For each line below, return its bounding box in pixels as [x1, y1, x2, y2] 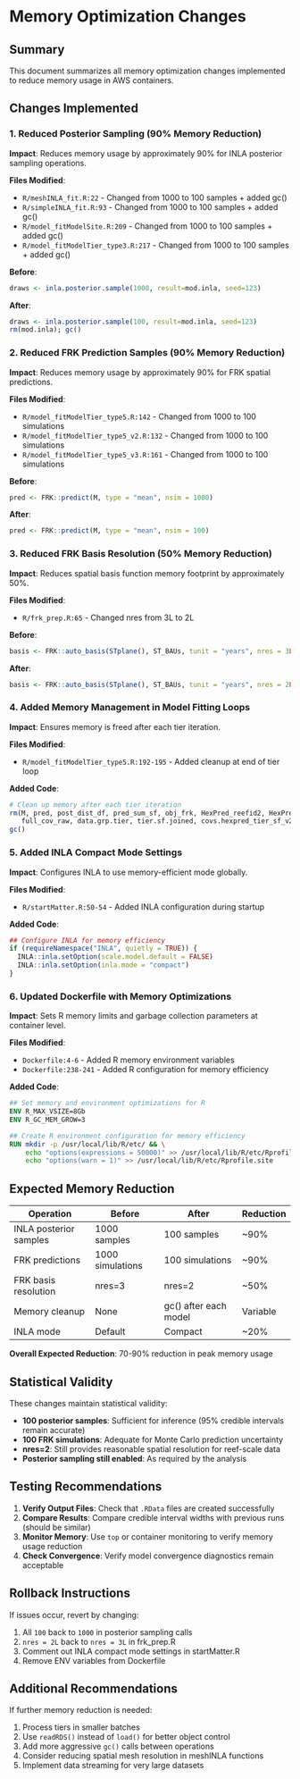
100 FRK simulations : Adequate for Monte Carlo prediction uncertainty [21, 1434, 284, 1445]
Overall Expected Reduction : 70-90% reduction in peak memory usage [9, 1348, 274, 1359]
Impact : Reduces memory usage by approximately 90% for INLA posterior [9, 147, 283, 158]
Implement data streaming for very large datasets [21, 1760, 204, 1771]
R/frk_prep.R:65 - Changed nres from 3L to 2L [21, 612, 195, 623]
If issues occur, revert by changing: [9, 1609, 139, 1620]
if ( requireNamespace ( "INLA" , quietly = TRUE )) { [9, 944, 198, 953]
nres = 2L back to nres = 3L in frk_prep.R [21, 1636, 176, 1647]
